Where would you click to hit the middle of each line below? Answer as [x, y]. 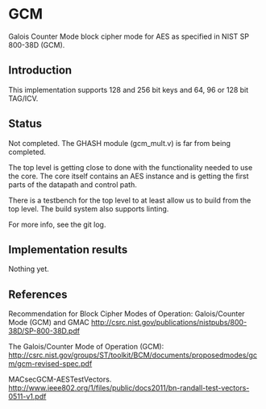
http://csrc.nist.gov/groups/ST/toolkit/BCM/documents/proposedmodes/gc [133, 355]
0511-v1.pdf [27, 397]
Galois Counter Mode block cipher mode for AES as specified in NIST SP [129, 36]
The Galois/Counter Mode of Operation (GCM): [86, 347]
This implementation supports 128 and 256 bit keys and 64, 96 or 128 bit [129, 90]
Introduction [40, 71]
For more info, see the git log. [57, 224]
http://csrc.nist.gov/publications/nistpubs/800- [169, 323]
